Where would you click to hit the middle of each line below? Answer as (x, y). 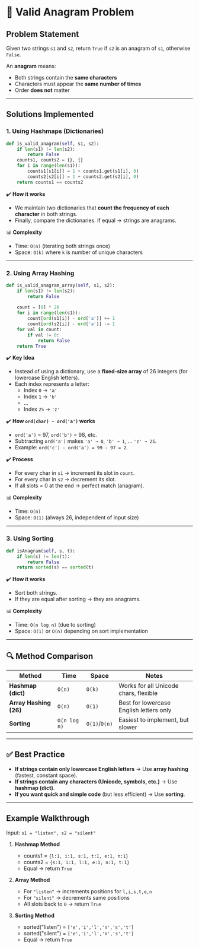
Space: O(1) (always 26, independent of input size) (77, 518)
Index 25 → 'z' (42, 410)
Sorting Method (34, 915)
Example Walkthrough (48, 818)
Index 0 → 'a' (40, 391)
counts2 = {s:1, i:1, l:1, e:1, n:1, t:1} (76, 862)
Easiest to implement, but (154, 720)
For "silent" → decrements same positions (77, 897)
